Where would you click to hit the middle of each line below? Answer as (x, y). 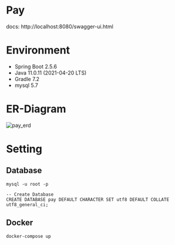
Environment (38, 50)
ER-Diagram (36, 109)
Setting (24, 149)
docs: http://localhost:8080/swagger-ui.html (60, 26)
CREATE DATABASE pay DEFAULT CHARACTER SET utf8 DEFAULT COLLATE (87, 199)
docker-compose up (28, 236)
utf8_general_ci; (27, 204)
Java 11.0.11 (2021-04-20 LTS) (51, 73)
